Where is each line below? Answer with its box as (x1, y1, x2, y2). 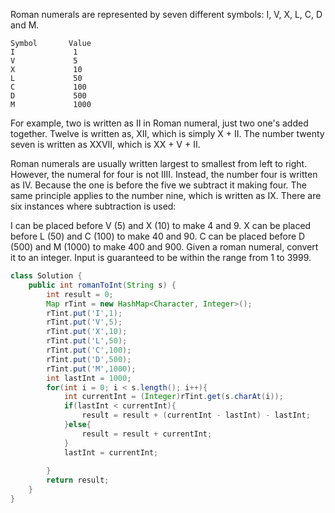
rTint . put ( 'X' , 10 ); (46, 327, 128, 337)
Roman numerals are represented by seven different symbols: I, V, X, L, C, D (10, 9, 323, 20)
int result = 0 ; (46, 289, 114, 299)
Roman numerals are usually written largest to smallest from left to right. (10, 158, 308, 169)
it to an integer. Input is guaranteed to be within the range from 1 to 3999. (10, 252, 312, 263)
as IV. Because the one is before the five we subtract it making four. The (10, 179, 307, 191)
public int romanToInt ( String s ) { (28, 280, 177, 290)
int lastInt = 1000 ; (46, 373, 132, 383)
